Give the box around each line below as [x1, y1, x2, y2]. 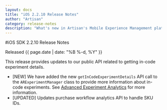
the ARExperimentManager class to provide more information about [12, 79, 146, 85]
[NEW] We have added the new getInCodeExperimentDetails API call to [12, 74, 158, 80]
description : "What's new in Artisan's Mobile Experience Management [5, 26, 153, 31]
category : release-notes [5, 21, 57, 26]
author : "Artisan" [5, 16, 43, 21]
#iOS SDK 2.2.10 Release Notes [5, 39, 70, 45]
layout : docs [5, 7, 32, 12]
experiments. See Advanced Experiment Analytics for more [24, 84, 146, 90]
